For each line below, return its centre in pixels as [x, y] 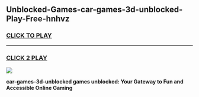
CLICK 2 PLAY [27, 58]
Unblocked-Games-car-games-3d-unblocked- [94, 10]
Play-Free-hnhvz [38, 19]
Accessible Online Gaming [39, 88]
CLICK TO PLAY [29, 36]
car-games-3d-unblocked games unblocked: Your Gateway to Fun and [95, 81]
